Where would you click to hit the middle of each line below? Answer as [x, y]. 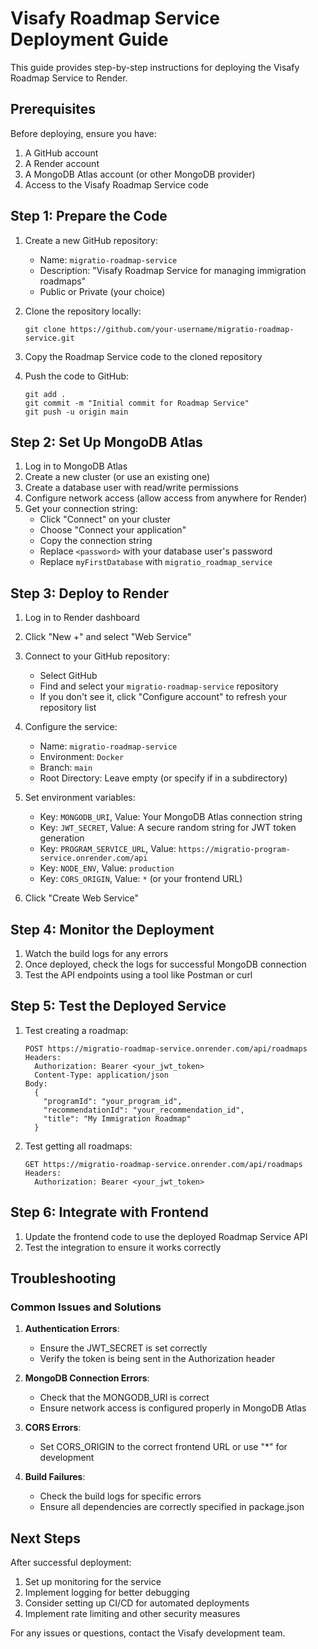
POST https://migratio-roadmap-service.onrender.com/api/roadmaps [166, 1048]
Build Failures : [55, 1477]
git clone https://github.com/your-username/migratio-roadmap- [159, 329]
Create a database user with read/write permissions [131, 488]
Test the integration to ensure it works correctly [123, 1247]
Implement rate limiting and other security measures [132, 1614]
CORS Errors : [53, 1428]
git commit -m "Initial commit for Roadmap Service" [137, 403]
